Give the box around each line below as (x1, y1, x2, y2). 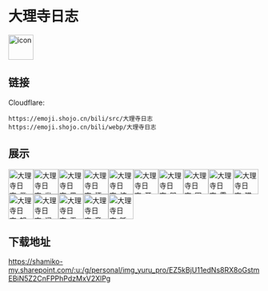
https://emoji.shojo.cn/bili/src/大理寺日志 (8, 114, 154, 122)
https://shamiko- (8, 257, 63, 266)
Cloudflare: (8, 98, 46, 107)
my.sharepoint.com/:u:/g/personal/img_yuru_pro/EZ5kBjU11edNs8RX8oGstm (8, 265, 260, 275)
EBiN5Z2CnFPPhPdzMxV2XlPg (8, 273, 111, 284)
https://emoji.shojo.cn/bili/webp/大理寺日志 (8, 123, 157, 131)
